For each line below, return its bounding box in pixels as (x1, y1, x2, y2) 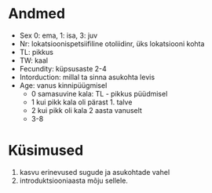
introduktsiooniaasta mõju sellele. (19, 176, 128, 185)
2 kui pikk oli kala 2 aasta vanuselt (31, 105, 143, 115)
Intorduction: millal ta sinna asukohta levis (19, 72, 155, 82)
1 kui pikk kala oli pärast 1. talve (31, 97, 133, 107)
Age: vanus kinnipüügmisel (19, 80, 108, 90)
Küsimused (8, 142, 84, 159)
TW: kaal (19, 56, 49, 65)
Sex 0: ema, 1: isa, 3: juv (19, 31, 98, 40)
